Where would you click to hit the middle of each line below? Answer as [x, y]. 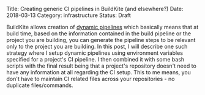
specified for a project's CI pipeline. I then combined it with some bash [95, 59]
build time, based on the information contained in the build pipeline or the [99, 33]
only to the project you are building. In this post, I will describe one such [97, 46]
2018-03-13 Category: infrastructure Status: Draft [69, 15]
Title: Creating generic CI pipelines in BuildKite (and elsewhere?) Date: [95, 9]
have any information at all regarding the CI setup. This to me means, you [99, 72]
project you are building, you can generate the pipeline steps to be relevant [101, 40]
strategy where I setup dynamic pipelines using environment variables [95, 53]
